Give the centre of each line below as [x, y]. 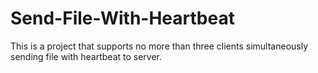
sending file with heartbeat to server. [86, 56]
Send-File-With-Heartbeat [122, 18]
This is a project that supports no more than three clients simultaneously [159, 46]
